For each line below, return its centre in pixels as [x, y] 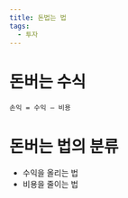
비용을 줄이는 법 [50, 184]
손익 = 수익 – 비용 [40, 108]
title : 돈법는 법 [38, 18]
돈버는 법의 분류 [64, 146]
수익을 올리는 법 [50, 173]
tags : [19, 26]
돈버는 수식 [48, 81]
